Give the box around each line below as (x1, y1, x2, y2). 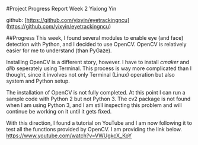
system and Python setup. (6, 77, 70, 84)
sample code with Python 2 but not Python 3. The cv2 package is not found (6, 95, 191, 102)
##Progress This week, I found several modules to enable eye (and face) (6, 34, 184, 41)
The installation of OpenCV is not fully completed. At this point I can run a (6, 89, 186, 96)
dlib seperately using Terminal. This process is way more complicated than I (6, 65, 191, 72)
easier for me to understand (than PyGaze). (6, 47, 112, 54)
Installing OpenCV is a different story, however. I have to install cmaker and (6, 59, 190, 65)
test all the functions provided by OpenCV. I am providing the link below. (6, 126, 183, 133)
